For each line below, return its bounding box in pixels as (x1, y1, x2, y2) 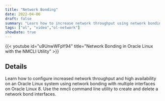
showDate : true (5, 30, 36, 35)
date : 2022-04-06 (5, 12, 41, 17)
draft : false (5, 16, 32, 21)
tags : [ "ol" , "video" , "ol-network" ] (5, 25, 80, 30)
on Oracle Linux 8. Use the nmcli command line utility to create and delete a (5, 86, 159, 92)
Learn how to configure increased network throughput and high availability (5, 75, 156, 81)
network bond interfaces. (5, 91, 56, 97)
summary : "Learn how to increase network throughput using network (5, 20, 146, 26)
